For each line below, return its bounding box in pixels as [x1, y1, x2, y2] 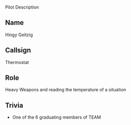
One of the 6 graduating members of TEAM [12, 114, 101, 121]
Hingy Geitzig [5, 32, 33, 38]
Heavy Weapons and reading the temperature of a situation [5, 87, 127, 93]
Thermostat [5, 59, 29, 65]
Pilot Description [5, 4, 39, 10]
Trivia [5, 101, 23, 110]
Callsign [5, 46, 31, 55]
